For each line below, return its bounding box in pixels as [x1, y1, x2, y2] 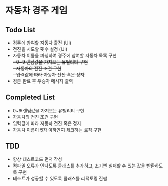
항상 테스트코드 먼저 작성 [12, 156, 62, 162]
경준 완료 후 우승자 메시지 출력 [12, 78, 73, 84]
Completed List [5, 93, 55, 102]
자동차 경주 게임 [5, 5, 68, 16]
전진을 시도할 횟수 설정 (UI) [12, 46, 68, 52]
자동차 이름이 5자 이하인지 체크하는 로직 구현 [12, 127, 102, 133]
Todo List [5, 25, 36, 34]
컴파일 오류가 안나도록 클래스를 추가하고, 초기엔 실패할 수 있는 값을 [12, 162, 145, 169]
